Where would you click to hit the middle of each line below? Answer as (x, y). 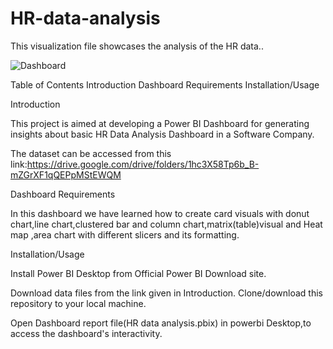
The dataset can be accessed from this (91, 153)
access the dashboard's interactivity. (86, 333)
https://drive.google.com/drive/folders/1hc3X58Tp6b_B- (143, 164)
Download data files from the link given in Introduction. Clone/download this (166, 293)
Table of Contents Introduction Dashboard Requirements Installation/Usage (165, 84)
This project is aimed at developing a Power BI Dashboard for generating (160, 123)
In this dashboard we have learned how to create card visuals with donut (160, 213)
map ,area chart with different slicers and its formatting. (125, 234)
